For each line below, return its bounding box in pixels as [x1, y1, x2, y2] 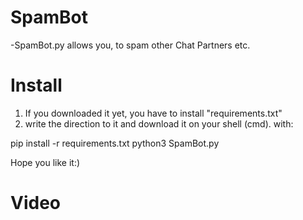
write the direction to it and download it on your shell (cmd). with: [24, 117, 294, 130]
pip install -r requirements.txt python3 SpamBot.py [10, 137, 220, 149]
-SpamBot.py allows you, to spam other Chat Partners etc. [10, 39, 251, 51]
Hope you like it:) [10, 156, 81, 168]
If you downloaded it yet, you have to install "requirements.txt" [24, 107, 283, 119]
